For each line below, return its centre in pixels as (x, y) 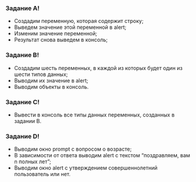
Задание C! (22, 102)
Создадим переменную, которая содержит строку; (79, 21)
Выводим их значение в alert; (51, 80)
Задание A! (23, 8)
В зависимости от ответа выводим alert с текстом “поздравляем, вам (102, 155)
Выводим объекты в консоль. (51, 87)
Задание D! (22, 136)
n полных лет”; (32, 162)
